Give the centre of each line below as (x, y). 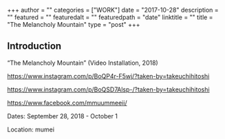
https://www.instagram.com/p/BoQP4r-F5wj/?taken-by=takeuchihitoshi (108, 76)
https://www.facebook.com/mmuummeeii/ (67, 103)
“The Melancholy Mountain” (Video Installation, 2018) (83, 63)
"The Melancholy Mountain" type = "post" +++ (74, 24)
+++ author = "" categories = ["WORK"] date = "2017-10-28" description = (113, 10)
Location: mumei (31, 129)
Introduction (34, 46)
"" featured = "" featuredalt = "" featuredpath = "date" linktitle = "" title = (110, 17)
